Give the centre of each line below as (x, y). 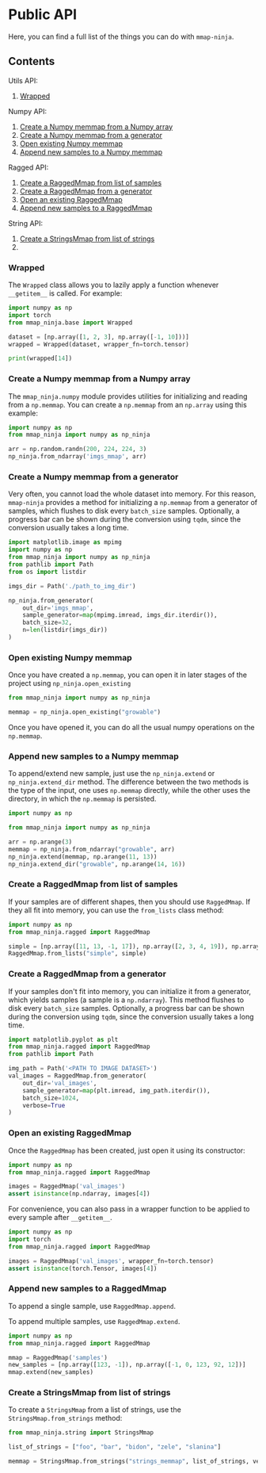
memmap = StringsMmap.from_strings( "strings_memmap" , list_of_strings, (129, 1462)
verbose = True (44, 1105)
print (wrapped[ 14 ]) (40, 358)
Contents (32, 61)
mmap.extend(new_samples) (51, 1372)
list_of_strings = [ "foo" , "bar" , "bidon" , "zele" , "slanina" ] (115, 1447)
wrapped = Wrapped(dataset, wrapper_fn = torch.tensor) (99, 344)
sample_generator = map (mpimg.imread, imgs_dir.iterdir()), (120, 615)
